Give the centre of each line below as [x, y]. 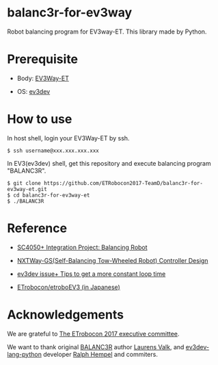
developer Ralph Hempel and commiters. [101, 354]
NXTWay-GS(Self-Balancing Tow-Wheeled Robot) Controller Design [112, 260]
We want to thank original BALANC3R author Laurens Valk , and [96, 347]
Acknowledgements [66, 315]
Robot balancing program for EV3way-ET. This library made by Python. [107, 32]
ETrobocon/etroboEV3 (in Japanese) [69, 287]
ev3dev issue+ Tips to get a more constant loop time [91, 274]
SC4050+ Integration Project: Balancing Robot [82, 247]
